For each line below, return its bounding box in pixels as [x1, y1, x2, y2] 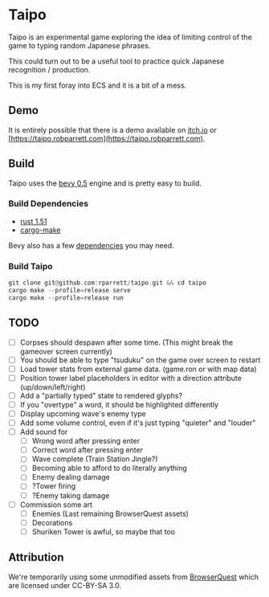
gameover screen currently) [19, 346, 112, 356]
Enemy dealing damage [31, 472, 110, 482]
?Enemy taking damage [31, 490, 110, 500]
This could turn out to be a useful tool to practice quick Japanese [8, 56, 225, 66]
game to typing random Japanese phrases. [8, 40, 151, 50]
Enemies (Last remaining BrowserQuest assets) [31, 509, 189, 518]
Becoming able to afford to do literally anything [31, 464, 187, 473]
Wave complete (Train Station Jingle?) [31, 454, 158, 464]
